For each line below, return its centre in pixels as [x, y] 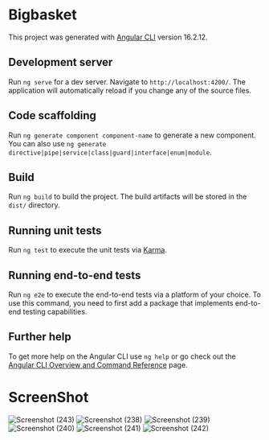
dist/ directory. [34, 205]
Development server [61, 62]
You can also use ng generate [57, 143]
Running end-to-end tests [75, 275]
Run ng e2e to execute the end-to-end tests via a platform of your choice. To [135, 294]
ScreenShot [49, 397]
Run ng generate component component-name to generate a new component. [132, 135]
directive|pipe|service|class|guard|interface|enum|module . [110, 152]
